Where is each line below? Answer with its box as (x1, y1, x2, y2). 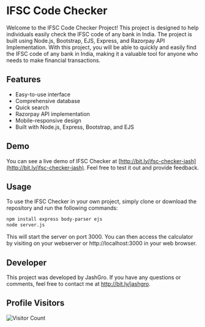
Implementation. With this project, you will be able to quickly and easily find (6, 44, 197, 51)
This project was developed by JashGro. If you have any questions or (6, 274, 181, 281)
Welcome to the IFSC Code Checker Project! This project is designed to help (6, 24, 199, 31)
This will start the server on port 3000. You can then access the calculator (6, 233, 193, 240)
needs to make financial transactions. (6, 56, 101, 64)
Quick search (15, 104, 49, 111)
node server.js (6, 222, 45, 228)
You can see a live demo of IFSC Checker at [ (6, 157, 121, 164)
